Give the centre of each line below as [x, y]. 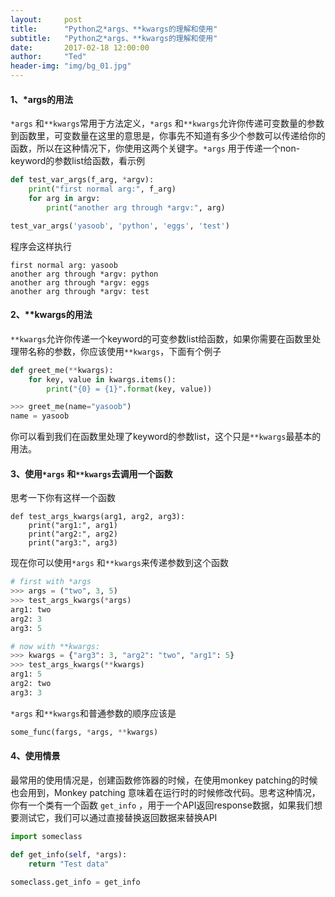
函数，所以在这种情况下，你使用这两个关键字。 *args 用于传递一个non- [155, 148]
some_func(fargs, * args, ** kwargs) [84, 732]
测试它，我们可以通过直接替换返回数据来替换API [118, 817]
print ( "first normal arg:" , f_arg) [102, 189]
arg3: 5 [26, 628]
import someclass [46, 836]
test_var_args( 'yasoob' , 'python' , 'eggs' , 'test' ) [120, 226]
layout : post [46, 19]
